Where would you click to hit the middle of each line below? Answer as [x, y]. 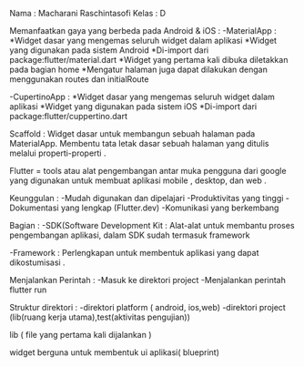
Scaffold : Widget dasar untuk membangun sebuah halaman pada [132, 134]
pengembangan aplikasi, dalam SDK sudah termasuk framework [130, 235]
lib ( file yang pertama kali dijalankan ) [81, 335]
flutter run [28, 290]
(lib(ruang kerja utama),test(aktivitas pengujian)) [100, 317]
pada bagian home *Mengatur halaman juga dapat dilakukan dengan [139, 69]
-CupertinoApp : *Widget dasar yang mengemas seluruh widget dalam [142, 97]
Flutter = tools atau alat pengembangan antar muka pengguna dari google [148, 171]
